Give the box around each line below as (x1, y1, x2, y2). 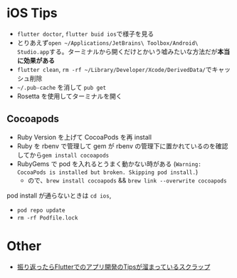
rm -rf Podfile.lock (16, 214, 78, 222)
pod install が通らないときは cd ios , (6, 191, 112, 200)
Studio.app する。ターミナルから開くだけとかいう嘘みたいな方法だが (16, 47, 218, 56)
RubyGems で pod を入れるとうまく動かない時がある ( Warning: (16, 159, 202, 168)
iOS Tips (6, 5, 58, 21)
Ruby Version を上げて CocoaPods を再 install (16, 133, 152, 141)
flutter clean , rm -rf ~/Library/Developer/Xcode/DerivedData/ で (16, 65, 213, 73)
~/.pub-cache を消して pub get (16, 83, 107, 91)
